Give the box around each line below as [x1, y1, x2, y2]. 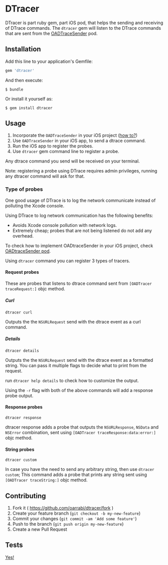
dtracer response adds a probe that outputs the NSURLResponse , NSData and [5, 424, 159, 430]
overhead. [12, 232, 34, 239]
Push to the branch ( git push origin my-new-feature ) [12, 521, 124, 527]
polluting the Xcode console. [5, 202, 65, 209]
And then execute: [5, 77, 43, 83]
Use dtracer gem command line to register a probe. [12, 148, 119, 154]
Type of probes [5, 186, 43, 193]
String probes [5, 446, 35, 452]
